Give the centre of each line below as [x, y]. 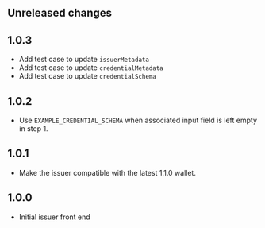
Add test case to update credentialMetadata [91, 68]
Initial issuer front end [54, 217]
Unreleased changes [60, 13]
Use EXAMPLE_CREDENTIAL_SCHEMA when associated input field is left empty [138, 120]
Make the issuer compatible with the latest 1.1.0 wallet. [107, 172]
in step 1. [33, 129]
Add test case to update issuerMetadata [84, 60]
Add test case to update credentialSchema [87, 76]
